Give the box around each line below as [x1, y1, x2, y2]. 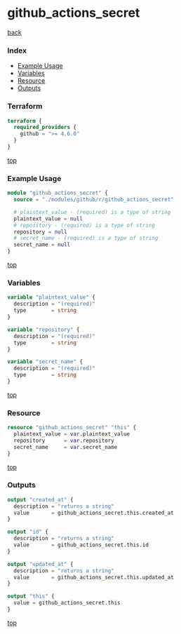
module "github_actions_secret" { [7, 189, 109, 197]
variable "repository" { [7, 326, 80, 333]
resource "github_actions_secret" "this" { [7, 424, 137, 431]
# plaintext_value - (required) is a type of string [13, 208, 171, 215]
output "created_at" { [7, 496, 74, 503]
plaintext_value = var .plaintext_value [13, 431, 130, 438]
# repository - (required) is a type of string [13, 222, 156, 229]
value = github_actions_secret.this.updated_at [13, 574, 174, 581]
